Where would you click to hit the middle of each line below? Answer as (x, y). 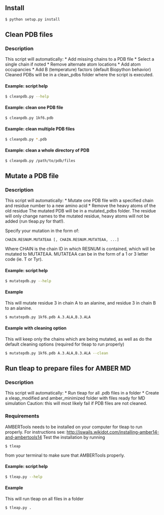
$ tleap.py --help (24, 477)
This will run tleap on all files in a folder (45, 498)
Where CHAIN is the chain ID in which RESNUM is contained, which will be (80, 249)
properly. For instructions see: (35, 432)
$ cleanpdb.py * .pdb (26, 139)
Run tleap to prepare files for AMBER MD (68, 368)
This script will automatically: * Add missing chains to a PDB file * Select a (80, 59)
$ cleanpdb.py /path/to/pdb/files (40, 161)
